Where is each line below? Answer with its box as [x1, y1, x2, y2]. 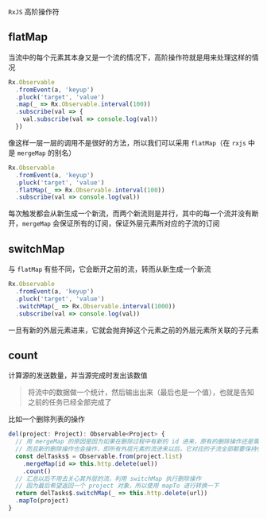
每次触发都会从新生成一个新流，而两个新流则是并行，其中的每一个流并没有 [8, 209, 252, 219]
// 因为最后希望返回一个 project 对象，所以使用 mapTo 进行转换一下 [15, 482, 219, 490]
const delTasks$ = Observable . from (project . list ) [15, 452, 183, 460]
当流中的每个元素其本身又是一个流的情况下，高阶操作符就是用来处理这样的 [8, 52, 252, 62]
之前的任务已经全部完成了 [27, 397, 112, 407]
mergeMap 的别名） [17, 148, 76, 157]
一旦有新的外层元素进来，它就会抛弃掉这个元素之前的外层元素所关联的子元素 [8, 325, 259, 335]
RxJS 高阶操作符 [8, 7, 60, 16]
